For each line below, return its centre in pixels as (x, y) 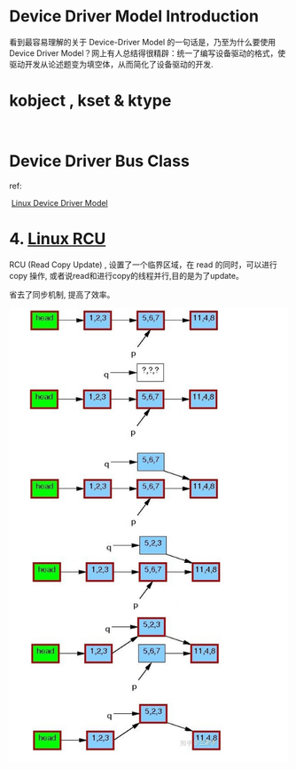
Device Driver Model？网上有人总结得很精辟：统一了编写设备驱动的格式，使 (148, 53)
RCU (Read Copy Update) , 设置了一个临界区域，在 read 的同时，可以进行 (143, 265)
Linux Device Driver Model (59, 202)
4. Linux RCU (58, 239)
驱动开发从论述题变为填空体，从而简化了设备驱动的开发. (112, 64)
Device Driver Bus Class (100, 161)
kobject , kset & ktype (90, 101)
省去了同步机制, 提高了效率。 (62, 294)
